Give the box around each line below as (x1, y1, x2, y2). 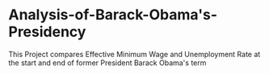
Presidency (8, 23, 86, 41)
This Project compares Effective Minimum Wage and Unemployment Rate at (8, 49, 261, 59)
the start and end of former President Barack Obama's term (8, 58, 207, 68)
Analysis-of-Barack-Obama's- (8, 6, 218, 24)
